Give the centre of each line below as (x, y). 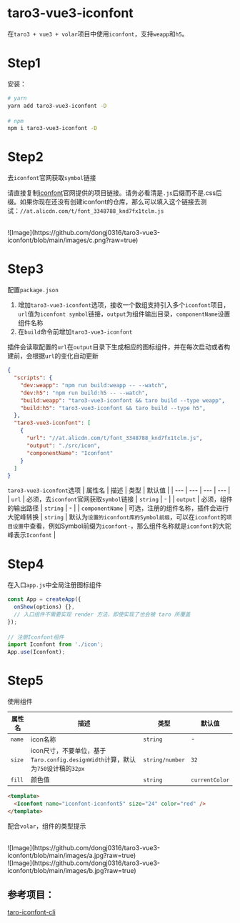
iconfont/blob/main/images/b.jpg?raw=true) (72, 870)
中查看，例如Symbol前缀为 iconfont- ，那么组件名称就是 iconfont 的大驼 (127, 526)
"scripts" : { (33, 378)
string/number (164, 760)
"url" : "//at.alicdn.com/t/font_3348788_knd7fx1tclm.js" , (114, 438)
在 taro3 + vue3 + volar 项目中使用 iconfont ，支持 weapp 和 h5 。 (98, 34)
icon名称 (44, 739)
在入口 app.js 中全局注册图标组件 (55, 585)
